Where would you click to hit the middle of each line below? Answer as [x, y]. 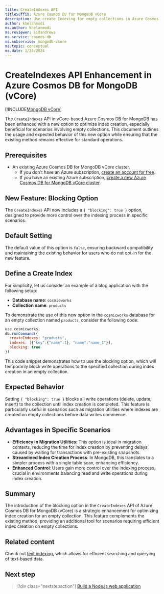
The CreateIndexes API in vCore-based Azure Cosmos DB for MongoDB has [82, 119]
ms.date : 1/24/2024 [25, 51]
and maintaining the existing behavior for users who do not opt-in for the [78, 253]
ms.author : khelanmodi [28, 28]
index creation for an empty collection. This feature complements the [75, 516]
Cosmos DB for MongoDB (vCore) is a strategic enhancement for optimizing [82, 511]
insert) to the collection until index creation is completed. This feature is [77, 404]
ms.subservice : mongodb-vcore [36, 42]
